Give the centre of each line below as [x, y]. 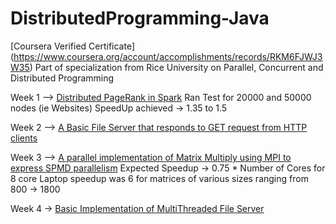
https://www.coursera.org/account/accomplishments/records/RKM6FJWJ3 [168, 56]
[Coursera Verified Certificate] [73, 46]
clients [24, 138]
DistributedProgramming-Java [140, 18]
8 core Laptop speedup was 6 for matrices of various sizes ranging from [159, 178]
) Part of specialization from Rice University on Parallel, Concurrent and [176, 67]
